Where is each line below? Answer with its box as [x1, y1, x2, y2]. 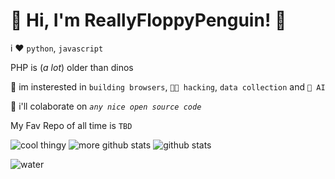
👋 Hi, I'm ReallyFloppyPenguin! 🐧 [10, 9, 287, 32]
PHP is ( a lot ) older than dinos [10, 61, 134, 73]
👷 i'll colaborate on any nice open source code [10, 100, 202, 112]
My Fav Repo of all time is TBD [10, 119, 133, 131]
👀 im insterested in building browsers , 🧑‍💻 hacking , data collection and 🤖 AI [10, 80, 326, 93]
